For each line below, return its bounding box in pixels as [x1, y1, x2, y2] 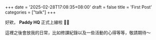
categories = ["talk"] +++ [5, 9, 56, 15]
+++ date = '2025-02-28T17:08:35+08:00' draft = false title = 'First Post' [5, 4, 153, 10]
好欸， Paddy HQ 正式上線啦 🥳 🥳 [5, 20, 70, 25]
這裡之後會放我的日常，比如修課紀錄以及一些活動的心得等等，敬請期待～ [5, 30, 151, 36]
